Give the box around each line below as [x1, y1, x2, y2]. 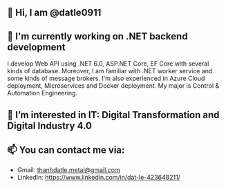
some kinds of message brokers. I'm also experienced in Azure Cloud [7, 74, 205, 83]
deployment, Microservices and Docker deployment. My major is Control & [7, 82, 220, 90]
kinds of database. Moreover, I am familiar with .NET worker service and [7, 67, 213, 75]
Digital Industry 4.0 [7, 120, 92, 131]
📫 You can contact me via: [7, 144, 125, 156]
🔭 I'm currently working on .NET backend [7, 30, 188, 42]
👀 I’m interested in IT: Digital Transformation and [7, 109, 220, 121]
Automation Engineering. [7, 89, 78, 97]
